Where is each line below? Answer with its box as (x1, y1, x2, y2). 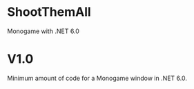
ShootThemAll (7, 4, 91, 20)
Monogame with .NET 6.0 (7, 27, 79, 35)
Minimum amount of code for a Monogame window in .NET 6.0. (7, 74, 188, 82)
